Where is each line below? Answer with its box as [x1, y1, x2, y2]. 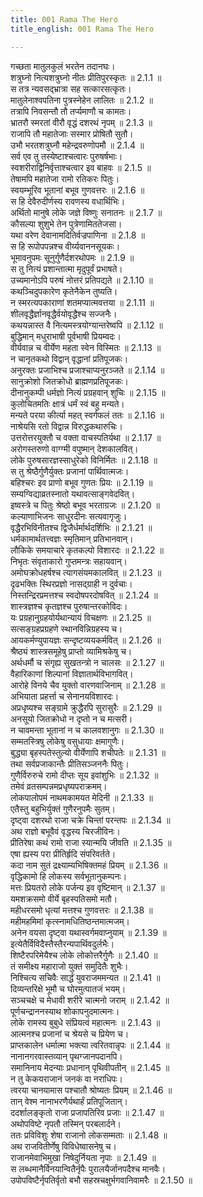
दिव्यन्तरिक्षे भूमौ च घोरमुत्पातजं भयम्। [10, 982, 127, 995]
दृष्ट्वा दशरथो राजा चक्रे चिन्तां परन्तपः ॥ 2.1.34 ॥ [10, 814, 171, 826]
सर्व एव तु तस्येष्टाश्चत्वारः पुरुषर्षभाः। [10, 150, 123, 162]
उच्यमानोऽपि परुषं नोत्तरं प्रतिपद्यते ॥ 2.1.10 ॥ [10, 274, 153, 286]
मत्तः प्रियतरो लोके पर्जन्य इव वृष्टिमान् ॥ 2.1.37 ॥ [10, 881, 165, 893]
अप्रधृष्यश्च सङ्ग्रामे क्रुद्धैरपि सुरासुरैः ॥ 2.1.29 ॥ [10, 701, 162, 713]
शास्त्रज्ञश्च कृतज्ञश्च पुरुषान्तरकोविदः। [10, 600, 128, 612]
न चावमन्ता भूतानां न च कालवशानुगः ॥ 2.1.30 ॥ [10, 724, 164, 736]
